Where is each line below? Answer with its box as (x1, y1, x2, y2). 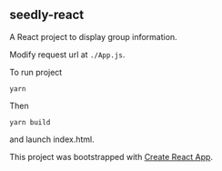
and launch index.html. (9, 134, 95, 145)
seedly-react (9, 7, 85, 23)
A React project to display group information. (9, 31, 177, 42)
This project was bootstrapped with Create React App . (9, 151, 214, 162)
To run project (9, 66, 63, 77)
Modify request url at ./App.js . (9, 49, 126, 60)
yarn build (9, 117, 51, 126)
